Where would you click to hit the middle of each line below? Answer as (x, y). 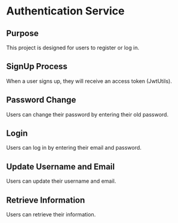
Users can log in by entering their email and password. (74, 148)
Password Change (41, 100)
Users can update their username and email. (61, 181)
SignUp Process (37, 66)
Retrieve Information (46, 200)
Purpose (23, 33)
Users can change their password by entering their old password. (87, 114)
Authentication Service (66, 11)
